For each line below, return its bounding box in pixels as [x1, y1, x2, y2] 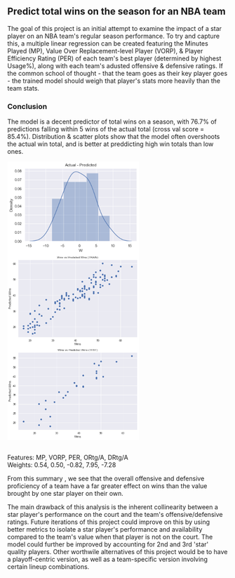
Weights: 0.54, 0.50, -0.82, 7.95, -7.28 [7, 460, 116, 469]
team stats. [7, 84, 40, 92]
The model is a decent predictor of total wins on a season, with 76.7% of [7, 117, 217, 126]
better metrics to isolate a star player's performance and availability [7, 525, 203, 533]
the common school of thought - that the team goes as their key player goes [7, 69, 228, 77]
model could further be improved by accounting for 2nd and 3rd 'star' [7, 540, 209, 549]
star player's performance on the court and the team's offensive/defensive [7, 510, 223, 518]
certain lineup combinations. [7, 562, 90, 571]
